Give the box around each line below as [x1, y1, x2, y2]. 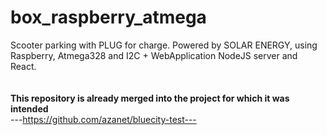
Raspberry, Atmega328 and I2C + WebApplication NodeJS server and [10, 49, 298, 61]
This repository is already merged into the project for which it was [10, 92, 290, 104]
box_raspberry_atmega [10, 6, 207, 29]
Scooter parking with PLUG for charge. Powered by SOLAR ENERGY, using [10, 39, 318, 51]
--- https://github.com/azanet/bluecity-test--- [10, 113, 197, 125]
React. [10, 60, 37, 72]
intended [10, 102, 49, 115]
